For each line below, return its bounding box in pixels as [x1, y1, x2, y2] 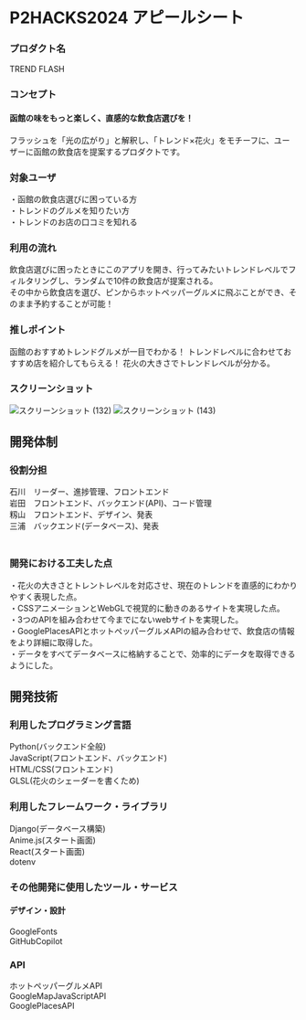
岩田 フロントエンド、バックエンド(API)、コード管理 [9, 498, 213, 509]
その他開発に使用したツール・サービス [9, 880, 178, 893]
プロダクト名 [9, 42, 67, 55]
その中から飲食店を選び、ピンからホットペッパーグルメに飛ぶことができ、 [9, 287, 290, 298]
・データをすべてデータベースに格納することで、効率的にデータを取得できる [9, 648, 296, 659]
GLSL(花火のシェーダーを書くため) [9, 775, 140, 786]
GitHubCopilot [9, 935, 63, 946]
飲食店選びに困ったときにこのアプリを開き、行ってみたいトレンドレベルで [9, 264, 290, 275]
